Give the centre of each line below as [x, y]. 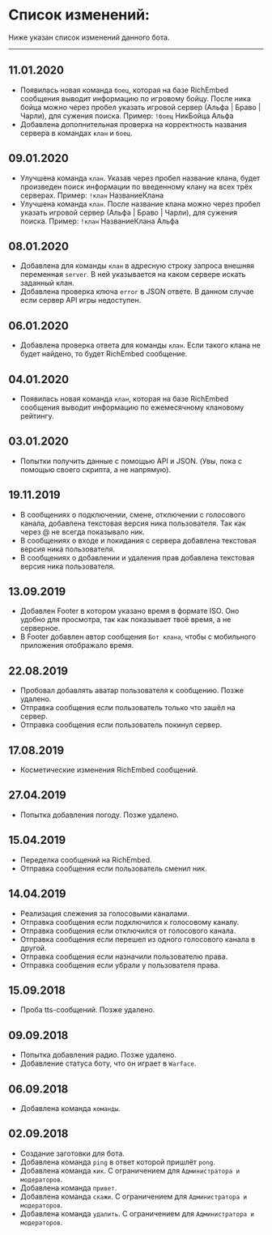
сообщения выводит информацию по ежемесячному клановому [132, 407]
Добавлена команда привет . [68, 1187]
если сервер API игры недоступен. [81, 300]
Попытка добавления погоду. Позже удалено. [100, 815]
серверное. [40, 628]
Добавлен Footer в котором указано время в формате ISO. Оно [130, 611]
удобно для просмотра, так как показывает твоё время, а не [125, 620]
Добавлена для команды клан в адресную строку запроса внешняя [137, 266]
